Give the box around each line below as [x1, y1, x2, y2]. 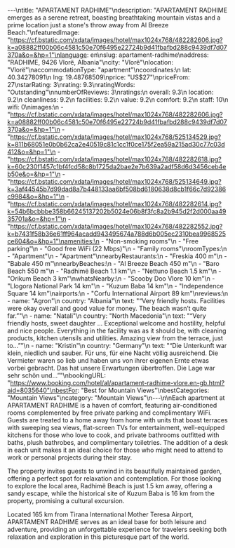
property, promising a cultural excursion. [7, 497, 125, 504]
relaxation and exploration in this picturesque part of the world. [7, 533, 189, 541]
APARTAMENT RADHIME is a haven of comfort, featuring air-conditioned [7, 401, 217, 409]
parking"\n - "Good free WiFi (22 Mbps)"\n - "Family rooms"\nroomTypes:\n [7, 245, 227, 253]
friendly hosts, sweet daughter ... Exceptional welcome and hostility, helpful [7, 319, 226, 327]
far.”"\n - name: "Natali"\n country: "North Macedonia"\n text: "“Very [7, 312, 206, 320]
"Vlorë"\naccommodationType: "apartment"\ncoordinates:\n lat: [7, 66, 192, 74]
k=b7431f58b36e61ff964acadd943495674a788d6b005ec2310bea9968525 [7, 229, 227, 238]
